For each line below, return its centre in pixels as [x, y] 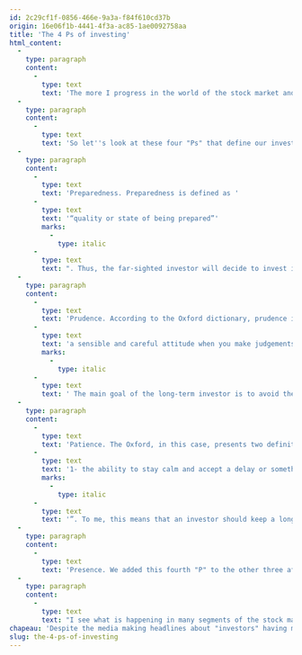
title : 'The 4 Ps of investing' [70, 34]
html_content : [36, 43]
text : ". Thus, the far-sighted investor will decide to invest [164, 269]
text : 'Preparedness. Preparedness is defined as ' [141, 193]
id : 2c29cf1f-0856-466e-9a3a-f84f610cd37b [90, 18]
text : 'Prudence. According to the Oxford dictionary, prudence [164, 319]
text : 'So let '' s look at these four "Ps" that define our [155, 143]
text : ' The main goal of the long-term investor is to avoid [160, 394]
